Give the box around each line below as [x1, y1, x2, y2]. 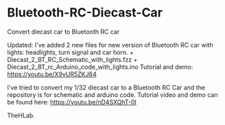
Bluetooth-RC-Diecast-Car [7, 5, 163, 21]
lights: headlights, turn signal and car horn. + [7, 48, 134, 56]
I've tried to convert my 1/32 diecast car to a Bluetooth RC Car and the [7, 83, 206, 91]
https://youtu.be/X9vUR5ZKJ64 [7, 70, 97, 78]
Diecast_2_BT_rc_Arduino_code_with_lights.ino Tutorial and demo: [7, 62, 193, 71]
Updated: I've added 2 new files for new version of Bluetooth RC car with [7, 41, 214, 49]
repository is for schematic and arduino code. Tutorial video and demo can [7, 91, 218, 99]
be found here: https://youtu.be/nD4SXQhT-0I [7, 98, 137, 106]
